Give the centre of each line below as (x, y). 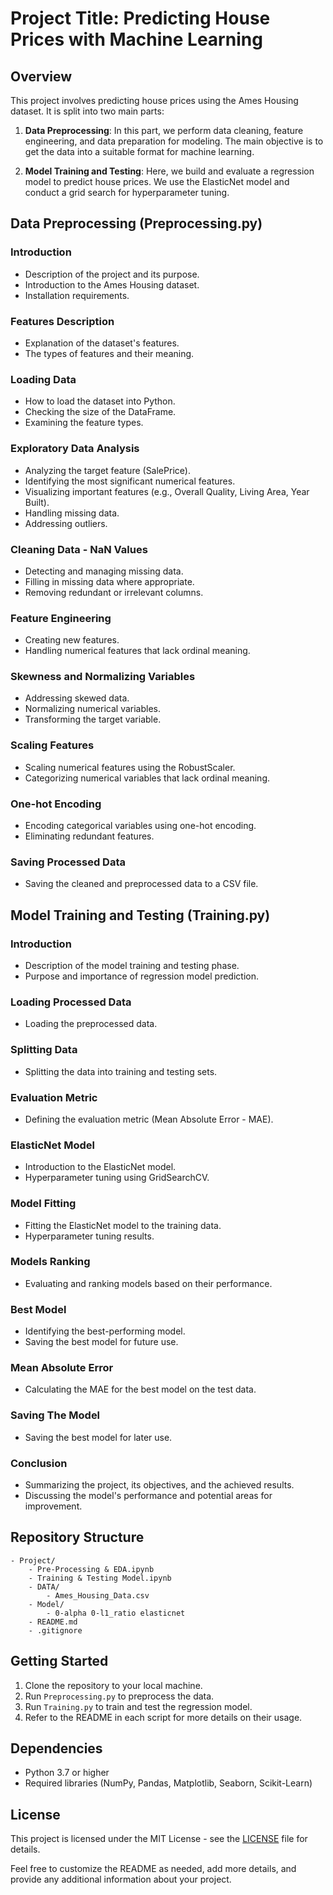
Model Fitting (43, 1204)
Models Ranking (50, 1262)
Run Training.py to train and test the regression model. (138, 1706)
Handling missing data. (72, 513)
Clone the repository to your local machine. (113, 1685)
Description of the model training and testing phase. (132, 966)
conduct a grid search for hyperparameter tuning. (127, 192)
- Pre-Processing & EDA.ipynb (91, 1569)
